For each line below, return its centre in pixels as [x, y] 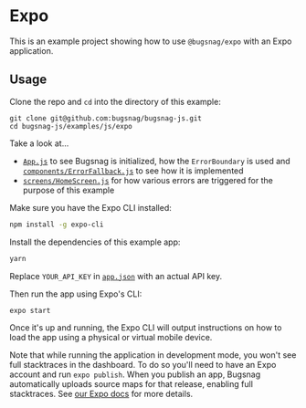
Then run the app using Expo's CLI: [76, 294]
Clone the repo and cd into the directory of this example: [115, 101]
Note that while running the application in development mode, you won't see [153, 355]
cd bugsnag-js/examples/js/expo [71, 126]
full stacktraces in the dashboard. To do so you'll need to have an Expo [143, 365]
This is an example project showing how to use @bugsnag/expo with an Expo [151, 41]
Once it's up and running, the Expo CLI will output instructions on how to [146, 328]
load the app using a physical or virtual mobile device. [111, 338]
